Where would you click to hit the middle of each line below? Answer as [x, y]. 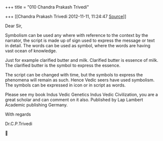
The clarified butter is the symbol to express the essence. [63, 65]
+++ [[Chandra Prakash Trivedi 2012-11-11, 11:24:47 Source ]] [66, 16]
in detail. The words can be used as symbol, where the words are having [78, 45]
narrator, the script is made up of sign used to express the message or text [80, 40]
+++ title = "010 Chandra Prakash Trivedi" [47, 7]
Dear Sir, [14, 26]
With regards [18, 114]
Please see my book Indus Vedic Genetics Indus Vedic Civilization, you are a [81, 95]
